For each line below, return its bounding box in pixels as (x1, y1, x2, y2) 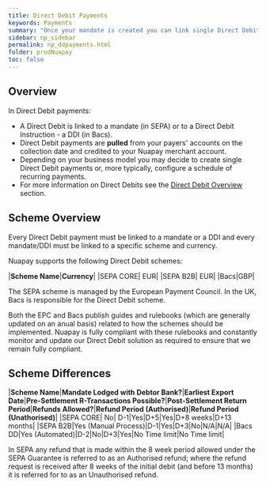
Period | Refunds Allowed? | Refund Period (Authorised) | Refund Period (8, 405, 239, 414)
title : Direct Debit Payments (8, 11, 108, 20)
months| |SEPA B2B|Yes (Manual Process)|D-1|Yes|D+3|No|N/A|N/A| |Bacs (8, 421, 253, 431)
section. (19, 188, 47, 198)
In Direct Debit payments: (8, 106, 91, 115)
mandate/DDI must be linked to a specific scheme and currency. (8, 240, 218, 250)
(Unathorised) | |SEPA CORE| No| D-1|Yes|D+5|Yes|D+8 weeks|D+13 (8, 413, 232, 423)
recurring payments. (19, 171, 87, 181)
